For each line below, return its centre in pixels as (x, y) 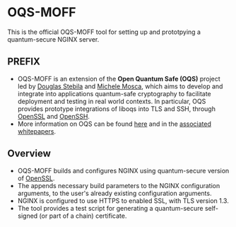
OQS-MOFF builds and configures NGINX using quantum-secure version (123, 170)
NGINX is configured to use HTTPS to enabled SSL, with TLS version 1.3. (123, 200)
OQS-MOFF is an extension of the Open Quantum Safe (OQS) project (119, 78)
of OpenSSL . (36, 178)
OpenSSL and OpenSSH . (54, 116)
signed (28, 216)
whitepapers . (37, 131)
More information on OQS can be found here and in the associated (114, 124)
